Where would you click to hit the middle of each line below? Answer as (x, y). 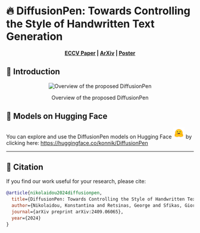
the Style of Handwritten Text (80, 24)
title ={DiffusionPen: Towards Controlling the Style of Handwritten (98, 199)
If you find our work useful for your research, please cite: (76, 181)
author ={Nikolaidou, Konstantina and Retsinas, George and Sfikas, (97, 206)
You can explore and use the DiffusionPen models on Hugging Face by (99, 136)
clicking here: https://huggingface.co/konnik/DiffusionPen (77, 143)
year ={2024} (26, 218)
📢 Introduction (33, 72)
